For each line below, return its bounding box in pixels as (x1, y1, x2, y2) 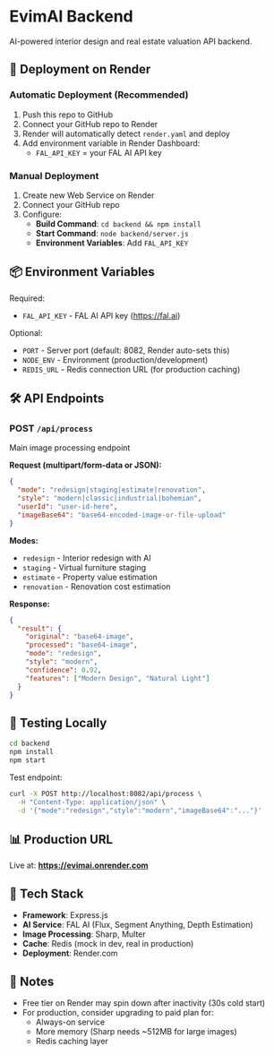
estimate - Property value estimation (21, 571, 158, 582)
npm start (9, 755, 47, 765)
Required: (9, 293, 46, 304)
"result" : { (17, 624, 63, 633)
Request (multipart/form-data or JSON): (9, 459, 163, 471)
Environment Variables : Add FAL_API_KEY (35, 237, 189, 248)
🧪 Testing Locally (9, 715, 107, 731)
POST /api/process (9, 423, 94, 435)
